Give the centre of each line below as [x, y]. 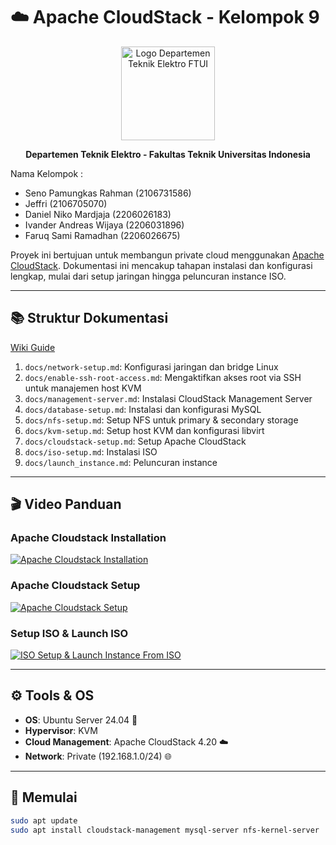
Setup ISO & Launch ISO [69, 633]
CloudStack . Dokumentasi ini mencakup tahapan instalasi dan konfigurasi [161, 265]
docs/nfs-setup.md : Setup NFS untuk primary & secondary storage [161, 420]
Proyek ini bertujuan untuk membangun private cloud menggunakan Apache [167, 255]
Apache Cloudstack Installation [88, 538]
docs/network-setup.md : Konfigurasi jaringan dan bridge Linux [151, 366]
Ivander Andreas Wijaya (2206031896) [104, 225]
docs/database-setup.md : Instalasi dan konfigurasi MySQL [143, 409]
